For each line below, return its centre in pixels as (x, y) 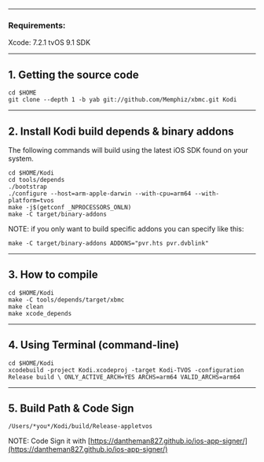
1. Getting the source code (73, 74)
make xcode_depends (40, 313)
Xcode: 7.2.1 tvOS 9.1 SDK (49, 43)
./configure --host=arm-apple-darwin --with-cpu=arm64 (100, 194)
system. (21, 158)
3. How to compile (53, 275)
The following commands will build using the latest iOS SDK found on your (128, 150)
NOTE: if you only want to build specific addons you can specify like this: (126, 228)
